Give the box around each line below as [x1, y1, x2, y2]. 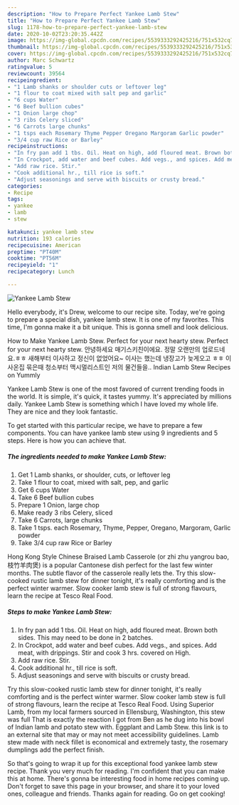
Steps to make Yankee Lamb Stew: [7, 608, 112, 616]
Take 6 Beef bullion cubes [17, 493, 95, 502]
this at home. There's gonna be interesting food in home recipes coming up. [7, 774, 230, 783]
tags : [7, 196, 23, 203]
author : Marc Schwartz [7, 57, 75, 64]
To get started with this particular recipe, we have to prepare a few [7, 421, 203, 429]
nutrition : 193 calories [7, 235, 81, 242]
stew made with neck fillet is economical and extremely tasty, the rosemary [7, 737, 228, 746]
